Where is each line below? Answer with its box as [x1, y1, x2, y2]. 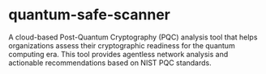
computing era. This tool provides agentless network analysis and [8, 49, 229, 59]
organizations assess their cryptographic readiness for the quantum [8, 40, 235, 50]
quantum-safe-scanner [8, 6, 170, 24]
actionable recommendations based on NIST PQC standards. [8, 58, 212, 68]
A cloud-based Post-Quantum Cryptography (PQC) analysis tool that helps [8, 32, 258, 42]
